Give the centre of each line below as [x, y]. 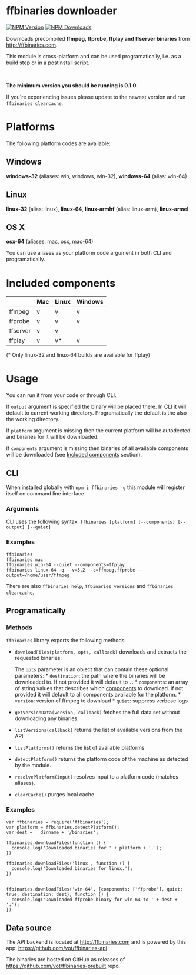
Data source [29, 928]
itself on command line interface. [46, 493]
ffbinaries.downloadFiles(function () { [57, 843]
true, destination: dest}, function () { [58, 894]
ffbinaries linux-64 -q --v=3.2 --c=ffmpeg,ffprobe [71, 570]
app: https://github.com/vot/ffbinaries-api [57, 948]
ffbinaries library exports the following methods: [66, 641]
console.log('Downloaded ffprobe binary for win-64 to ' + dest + [94, 900]
